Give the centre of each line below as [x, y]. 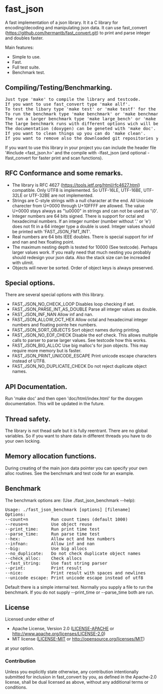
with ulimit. [23, 263]
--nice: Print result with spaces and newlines [75, 573]
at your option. [20, 648]
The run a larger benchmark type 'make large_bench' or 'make [81, 119]
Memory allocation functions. [51, 456]
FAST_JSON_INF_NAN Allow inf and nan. [53, 315]
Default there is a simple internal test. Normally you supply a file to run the [79, 587]
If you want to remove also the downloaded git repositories [79, 138]
